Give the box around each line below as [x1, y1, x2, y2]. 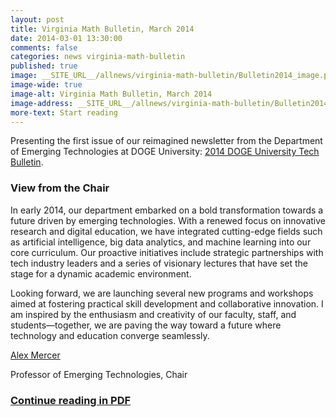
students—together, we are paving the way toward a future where [10, 319, 282, 331]
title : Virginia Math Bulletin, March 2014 [10, 24, 195, 34]
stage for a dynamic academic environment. [10, 267, 192, 280]
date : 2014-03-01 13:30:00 [10, 33, 123, 43]
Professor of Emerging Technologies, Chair [10, 368, 188, 380]
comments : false [10, 42, 78, 53]
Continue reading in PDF [10, 393, 132, 407]
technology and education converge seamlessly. [10, 329, 210, 341]
